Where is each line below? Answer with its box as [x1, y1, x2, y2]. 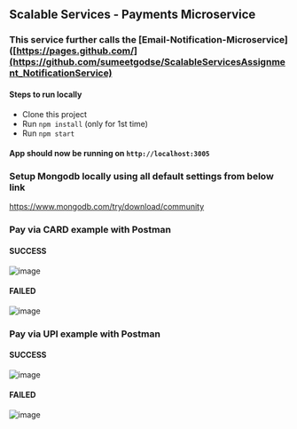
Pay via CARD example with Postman [9, 224, 171, 236]
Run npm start [21, 128, 75, 139]
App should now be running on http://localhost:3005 [9, 148, 210, 159]
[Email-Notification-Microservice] [138, 34, 288, 46]
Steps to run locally [9, 89, 82, 99]
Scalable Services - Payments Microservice [9, 7, 256, 22]
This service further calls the [9, 34, 137, 46]
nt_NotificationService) [9, 67, 113, 79]
